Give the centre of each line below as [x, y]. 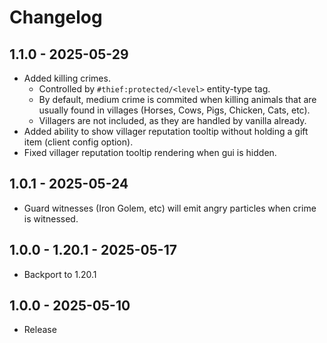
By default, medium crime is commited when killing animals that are [177, 99]
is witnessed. [51, 218]
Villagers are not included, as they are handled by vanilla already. [172, 120]
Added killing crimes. [67, 78]
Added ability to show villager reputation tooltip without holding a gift [166, 131]
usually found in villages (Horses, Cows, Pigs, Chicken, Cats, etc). [174, 110]
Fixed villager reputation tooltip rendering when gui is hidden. [150, 152]
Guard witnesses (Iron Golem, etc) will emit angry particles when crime [170, 208]
